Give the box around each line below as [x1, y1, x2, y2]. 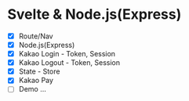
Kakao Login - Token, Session [18, 49, 115, 59]
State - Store [18, 67, 60, 76]
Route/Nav [18, 31, 53, 41]
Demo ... [18, 85, 46, 94]
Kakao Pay [18, 76, 54, 85]
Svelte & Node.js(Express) [7, 5, 182, 23]
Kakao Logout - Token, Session [18, 58, 121, 67]
